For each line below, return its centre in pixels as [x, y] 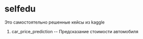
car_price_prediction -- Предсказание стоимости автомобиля [75, 31]
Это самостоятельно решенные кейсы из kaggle [55, 22]
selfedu [20, 9]
